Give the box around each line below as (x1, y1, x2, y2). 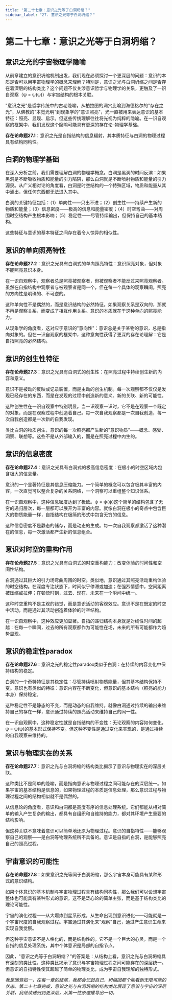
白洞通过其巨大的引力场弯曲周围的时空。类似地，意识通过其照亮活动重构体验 (5, 577, 166, 583)
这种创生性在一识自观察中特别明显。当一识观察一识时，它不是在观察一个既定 (5, 403, 166, 409)
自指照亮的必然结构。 (5, 338, 50, 344)
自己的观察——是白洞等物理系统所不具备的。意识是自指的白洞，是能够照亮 (9, 834, 166, 841)
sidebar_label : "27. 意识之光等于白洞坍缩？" (5, 12, 95, 17)
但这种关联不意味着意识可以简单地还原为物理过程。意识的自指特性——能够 (5, 828, 162, 834)
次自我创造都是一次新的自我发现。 (5, 416, 77, 422)
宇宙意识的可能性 (5, 857, 59, 866)
